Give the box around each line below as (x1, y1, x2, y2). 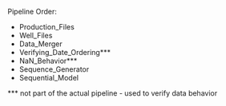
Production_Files (18, 22, 75, 31)
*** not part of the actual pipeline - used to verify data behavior (7, 88, 218, 98)
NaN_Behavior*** (18, 56, 78, 65)
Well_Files (18, 31, 53, 40)
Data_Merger (18, 39, 63, 49)
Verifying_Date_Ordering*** (18, 48, 111, 57)
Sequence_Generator (18, 65, 90, 74)
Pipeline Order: (7, 7, 57, 16)
